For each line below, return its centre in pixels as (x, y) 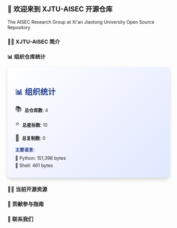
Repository (19, 27)
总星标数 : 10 (35, 125)
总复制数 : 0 (34, 138)
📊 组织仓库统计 (26, 56)
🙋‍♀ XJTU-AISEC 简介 (34, 42)
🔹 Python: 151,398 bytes (41, 158)
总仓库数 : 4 (36, 110)
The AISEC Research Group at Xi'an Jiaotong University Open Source (81, 22)
